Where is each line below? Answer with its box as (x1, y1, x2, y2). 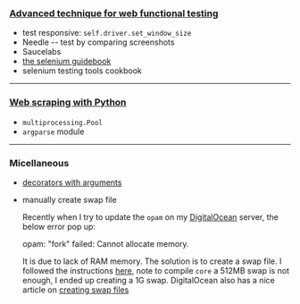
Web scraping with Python (9, 97, 127, 109)
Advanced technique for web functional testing (9, 7, 219, 20)
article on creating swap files (21, 284, 129, 295)
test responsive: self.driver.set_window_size (21, 28, 192, 38)
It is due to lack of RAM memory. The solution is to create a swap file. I (21, 256, 282, 266)
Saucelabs (21, 46, 62, 57)
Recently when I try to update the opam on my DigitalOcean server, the (21, 211, 279, 222)
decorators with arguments (21, 177, 122, 188)
